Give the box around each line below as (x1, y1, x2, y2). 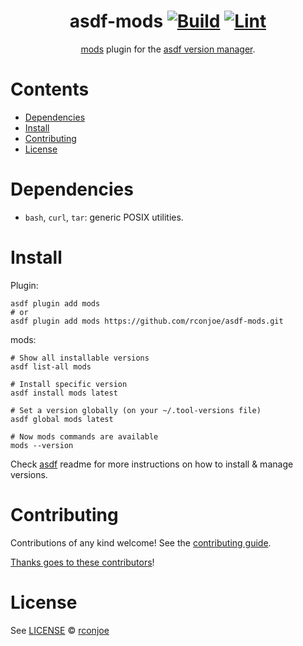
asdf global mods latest (10, 414, 114, 424)
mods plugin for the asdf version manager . (80, 43, 256, 55)
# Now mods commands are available (10, 431, 159, 442)
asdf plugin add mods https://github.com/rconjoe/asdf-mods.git (10, 316, 284, 326)
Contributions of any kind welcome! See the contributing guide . (10, 536, 272, 549)
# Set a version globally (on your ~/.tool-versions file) (10, 405, 262, 415)
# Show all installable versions (10, 353, 150, 363)
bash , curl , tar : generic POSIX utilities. (24, 211, 184, 223)
